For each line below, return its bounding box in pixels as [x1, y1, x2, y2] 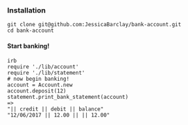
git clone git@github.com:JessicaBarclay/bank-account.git [7, 21, 182, 28]
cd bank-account [7, 27, 54, 35]
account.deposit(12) [7, 87, 67, 95]
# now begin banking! [7, 75, 70, 82]
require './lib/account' [7, 63, 79, 70]
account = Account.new [7, 81, 73, 88]
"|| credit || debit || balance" [7, 106, 104, 113]
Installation [7, 6, 46, 15]
